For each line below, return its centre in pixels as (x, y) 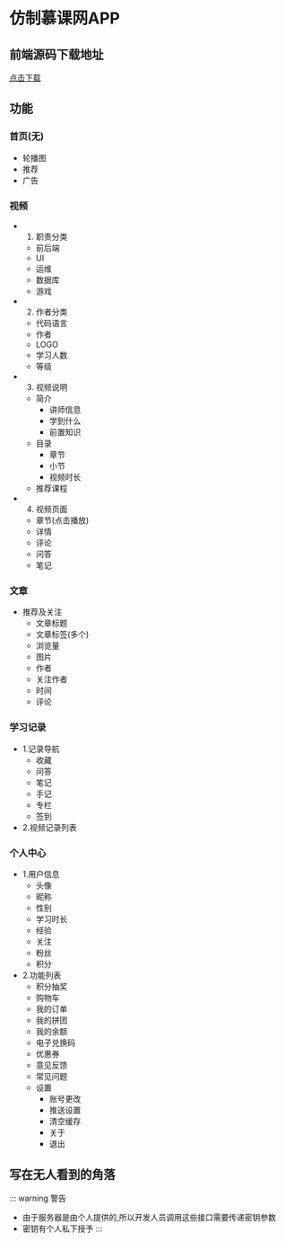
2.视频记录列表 (50, 827)
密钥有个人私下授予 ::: (62, 1229)
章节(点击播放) (62, 520)
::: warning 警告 (38, 1198)
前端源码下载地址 (56, 54)
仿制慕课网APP (65, 18)
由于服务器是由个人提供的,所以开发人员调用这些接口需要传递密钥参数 (149, 1217)
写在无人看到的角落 (62, 1175)
